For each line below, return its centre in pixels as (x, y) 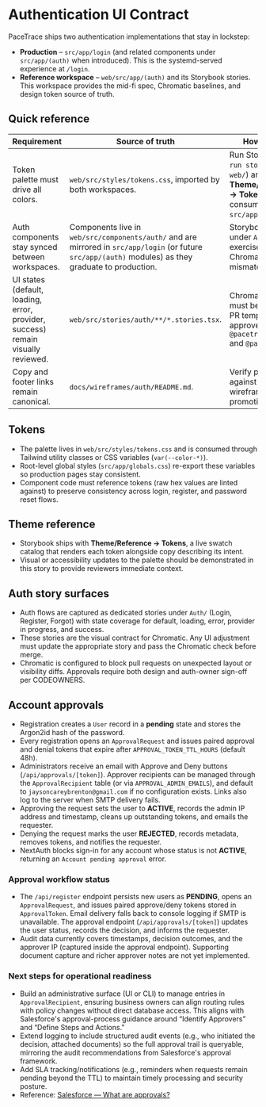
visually (27, 349)
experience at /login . (55, 68)
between (28, 257)
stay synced (35, 247)
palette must (36, 179)
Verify (240, 372)
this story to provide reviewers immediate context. (101, 569)
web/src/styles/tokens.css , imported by (144, 179)
